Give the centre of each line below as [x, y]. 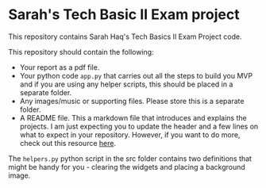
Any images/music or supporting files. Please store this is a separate [132, 101]
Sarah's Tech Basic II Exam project [124, 15]
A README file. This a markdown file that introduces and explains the [133, 117]
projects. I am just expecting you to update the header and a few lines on [139, 126]
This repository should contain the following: [81, 52]
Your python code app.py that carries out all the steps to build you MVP [136, 75]
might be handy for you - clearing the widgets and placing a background [127, 167]
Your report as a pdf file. [60, 67]
